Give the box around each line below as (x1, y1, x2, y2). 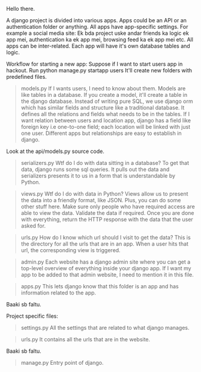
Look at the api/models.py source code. (6, 147, 105, 155)
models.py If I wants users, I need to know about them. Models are (20, 85, 186, 92)
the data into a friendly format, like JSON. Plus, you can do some (20, 197, 181, 203)
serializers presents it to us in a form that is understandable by (20, 172, 176, 179)
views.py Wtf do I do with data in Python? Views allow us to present (20, 190, 188, 197)
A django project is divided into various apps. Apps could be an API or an (6, 17, 187, 23)
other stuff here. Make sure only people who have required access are (20, 203, 195, 210)
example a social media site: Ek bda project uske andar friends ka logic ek (6, 29, 189, 37)
